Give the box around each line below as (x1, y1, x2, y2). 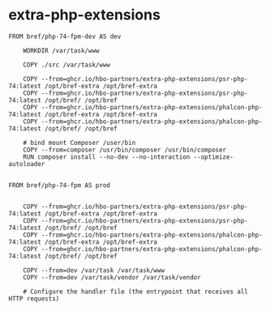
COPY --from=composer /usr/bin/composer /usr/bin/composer (23, 146, 227, 154)
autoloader (8, 160, 45, 168)
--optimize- (193, 152, 234, 161)
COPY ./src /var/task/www (23, 61, 111, 69)
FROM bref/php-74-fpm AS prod (8, 181, 111, 190)
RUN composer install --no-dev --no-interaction (23, 152, 191, 161)
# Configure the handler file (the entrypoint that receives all (23, 288, 249, 296)
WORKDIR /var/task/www (23, 46, 100, 54)
